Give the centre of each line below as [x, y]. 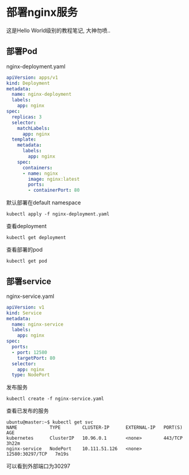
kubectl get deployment [36, 238]
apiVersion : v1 [25, 307]
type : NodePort [31, 375]
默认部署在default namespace [44, 203]
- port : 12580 [29, 352]
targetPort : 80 [36, 358]
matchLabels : [34, 128]
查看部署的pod [25, 250]
